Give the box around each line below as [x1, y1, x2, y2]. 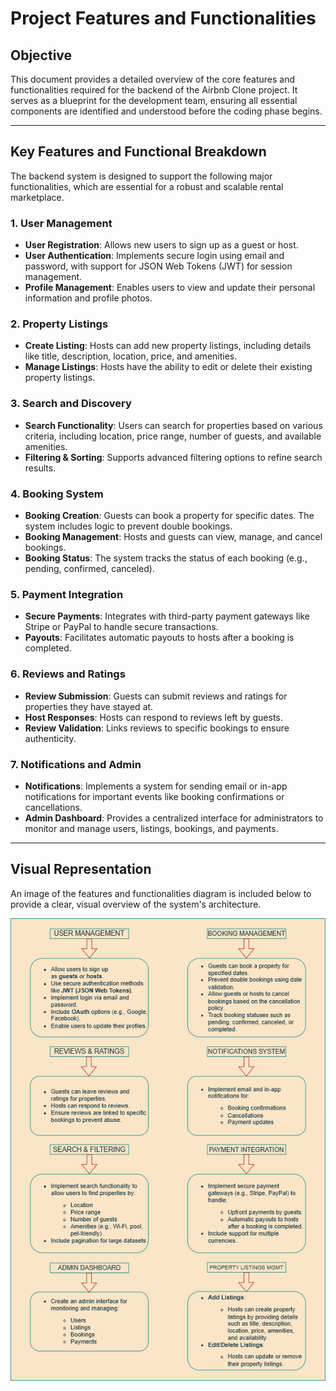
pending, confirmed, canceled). [24, 563, 155, 574]
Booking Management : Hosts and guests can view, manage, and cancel [24, 531, 323, 542]
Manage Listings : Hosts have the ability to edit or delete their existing [24, 361, 313, 373]
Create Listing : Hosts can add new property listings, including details [24, 340, 312, 352]
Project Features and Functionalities [10, 7, 317, 30]
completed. [24, 642, 72, 654]
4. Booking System [10, 487, 104, 501]
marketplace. [10, 191, 65, 203]
